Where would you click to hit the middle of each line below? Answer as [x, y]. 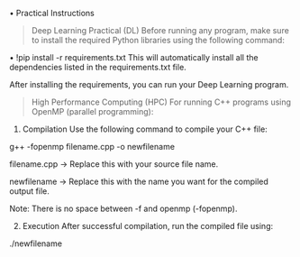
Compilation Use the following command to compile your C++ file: [145, 129]
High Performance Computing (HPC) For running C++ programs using [161, 102]
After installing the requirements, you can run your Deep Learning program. [149, 84]
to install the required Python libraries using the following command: [158, 40]
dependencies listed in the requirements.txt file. [98, 67]
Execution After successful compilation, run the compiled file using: [148, 226]
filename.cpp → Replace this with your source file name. [114, 164]
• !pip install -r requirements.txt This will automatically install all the [134, 57]
